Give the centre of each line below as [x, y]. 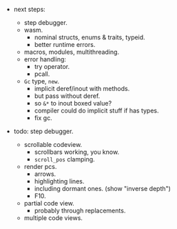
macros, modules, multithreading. [71, 52]
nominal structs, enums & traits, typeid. [90, 37]
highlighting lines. [59, 181]
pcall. [42, 74]
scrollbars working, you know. [76, 152]
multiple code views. [53, 218]
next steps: [30, 9]
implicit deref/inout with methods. [82, 89]
